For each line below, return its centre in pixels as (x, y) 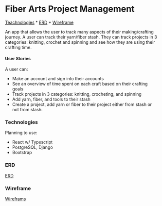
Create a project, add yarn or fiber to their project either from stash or (82, 104)
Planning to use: (21, 133)
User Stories (18, 58)
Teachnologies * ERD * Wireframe (39, 22)
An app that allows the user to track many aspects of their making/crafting (80, 32)
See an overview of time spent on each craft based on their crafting (80, 84)
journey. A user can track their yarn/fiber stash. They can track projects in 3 (81, 37)
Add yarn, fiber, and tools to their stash (51, 99)
